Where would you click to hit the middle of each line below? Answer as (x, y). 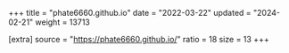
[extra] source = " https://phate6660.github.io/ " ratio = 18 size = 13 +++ (139, 39)
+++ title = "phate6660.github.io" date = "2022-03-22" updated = (130, 13)
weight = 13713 (62, 22)
